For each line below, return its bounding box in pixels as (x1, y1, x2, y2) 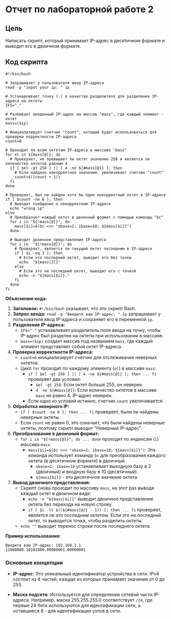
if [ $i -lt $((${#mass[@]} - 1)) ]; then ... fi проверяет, (28, 506, 162, 513)
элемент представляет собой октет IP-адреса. (20, 343, 123, 349)
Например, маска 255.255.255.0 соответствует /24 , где (31, 597, 153, 603)
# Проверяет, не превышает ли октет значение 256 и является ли (10, 156, 150, 162)
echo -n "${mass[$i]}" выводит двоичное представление (28, 496, 154, 502)
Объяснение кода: (5, 295, 47, 302)
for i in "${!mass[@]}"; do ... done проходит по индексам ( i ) (20, 436, 159, 442)
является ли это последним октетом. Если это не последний (28, 512, 161, 518)
